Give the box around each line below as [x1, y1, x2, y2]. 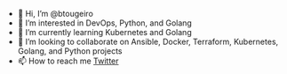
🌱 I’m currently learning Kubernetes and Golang [17, 27, 193, 37]
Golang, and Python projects [17, 46, 123, 56]
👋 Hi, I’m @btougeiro [17, 9, 93, 18]
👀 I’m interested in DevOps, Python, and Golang [17, 18, 193, 28]
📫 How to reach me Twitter [17, 55, 119, 66]
